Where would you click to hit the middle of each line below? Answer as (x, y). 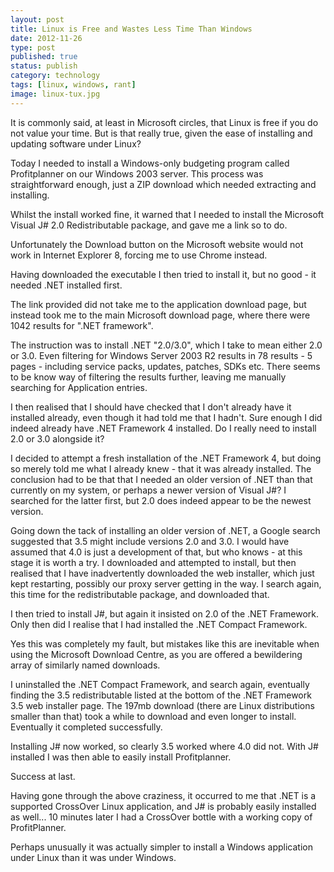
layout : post (37, 19)
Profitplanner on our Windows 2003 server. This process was (137, 173)
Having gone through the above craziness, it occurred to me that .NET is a (163, 795)
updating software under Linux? (76, 143)
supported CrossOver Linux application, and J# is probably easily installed (163, 806)
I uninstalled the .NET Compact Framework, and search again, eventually (160, 684)
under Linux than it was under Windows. (93, 857)
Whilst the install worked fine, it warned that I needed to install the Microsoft (167, 214)
